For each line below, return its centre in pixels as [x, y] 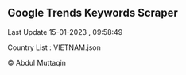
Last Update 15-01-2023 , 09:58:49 [65, 32]
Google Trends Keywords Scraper [93, 13]
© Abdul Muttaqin [37, 62]
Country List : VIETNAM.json [54, 47]
